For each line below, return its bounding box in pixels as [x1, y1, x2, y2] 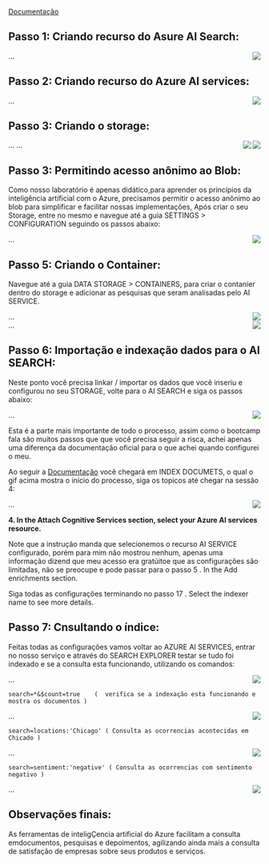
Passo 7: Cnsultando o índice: [8, 621, 160, 634]
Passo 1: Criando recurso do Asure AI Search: [8, 30, 239, 43]
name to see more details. [8, 597, 94, 607]
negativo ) [8, 770, 45, 778]
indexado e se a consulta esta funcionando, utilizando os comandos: [8, 658, 235, 669]
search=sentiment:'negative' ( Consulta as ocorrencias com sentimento [8, 763, 252, 772]
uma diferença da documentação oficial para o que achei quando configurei [8, 442, 259, 452]
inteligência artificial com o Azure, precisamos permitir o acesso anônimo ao [8, 194, 261, 203]
